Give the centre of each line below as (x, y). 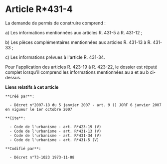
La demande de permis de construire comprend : (56, 23)
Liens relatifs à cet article (32, 87)
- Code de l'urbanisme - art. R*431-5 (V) (54, 140)
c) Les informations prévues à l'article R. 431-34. (55, 57)
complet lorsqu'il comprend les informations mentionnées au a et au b (77, 72)
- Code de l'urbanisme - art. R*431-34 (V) (55, 136)
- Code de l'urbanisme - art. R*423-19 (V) (55, 127)
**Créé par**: (20, 96)
